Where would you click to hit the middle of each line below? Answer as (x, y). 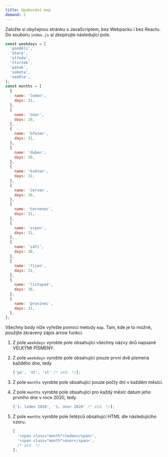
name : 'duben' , (30, 152)
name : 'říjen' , (30, 266)
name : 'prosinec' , (34, 303)
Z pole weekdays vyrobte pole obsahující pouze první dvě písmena (81, 358)
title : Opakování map (28, 10)
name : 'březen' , (32, 134)
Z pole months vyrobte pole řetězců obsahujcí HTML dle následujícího (85, 416)
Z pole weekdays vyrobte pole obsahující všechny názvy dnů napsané (84, 343)
